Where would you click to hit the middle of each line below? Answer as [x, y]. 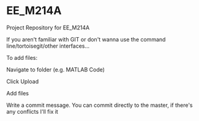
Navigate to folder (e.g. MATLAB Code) [56, 69]
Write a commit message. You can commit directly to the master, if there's [99, 105]
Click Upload [22, 81]
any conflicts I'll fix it [32, 111]
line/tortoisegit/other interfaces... [48, 46]
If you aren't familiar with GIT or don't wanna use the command [86, 39]
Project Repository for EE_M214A [48, 28]
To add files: [22, 57]
